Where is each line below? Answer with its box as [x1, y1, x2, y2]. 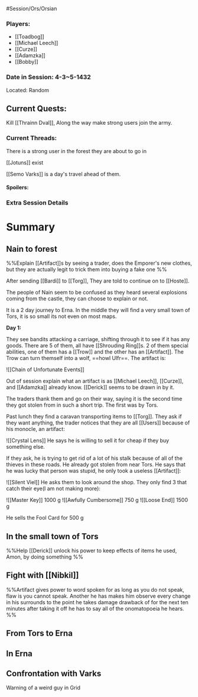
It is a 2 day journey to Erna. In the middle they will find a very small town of [6, 307, 190, 314]
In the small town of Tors [6, 531, 99, 542]
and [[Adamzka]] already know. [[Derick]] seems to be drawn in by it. [6, 384, 174, 391]
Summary [6, 221, 55, 234]
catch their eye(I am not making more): [6, 485, 100, 492]
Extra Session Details [6, 199, 69, 207]
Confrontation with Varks [6, 669, 102, 679]
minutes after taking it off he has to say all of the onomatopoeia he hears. [6, 605, 184, 612]
